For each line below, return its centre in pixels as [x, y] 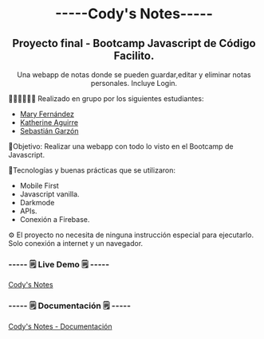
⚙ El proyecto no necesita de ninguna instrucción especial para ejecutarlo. [131, 235]
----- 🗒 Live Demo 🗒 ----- [59, 264]
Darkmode [37, 203]
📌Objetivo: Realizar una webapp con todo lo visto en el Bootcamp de [121, 146]
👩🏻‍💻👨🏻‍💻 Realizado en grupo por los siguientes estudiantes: [106, 99]
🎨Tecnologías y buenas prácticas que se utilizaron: [92, 170]
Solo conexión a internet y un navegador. [76, 243]
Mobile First [39, 185]
